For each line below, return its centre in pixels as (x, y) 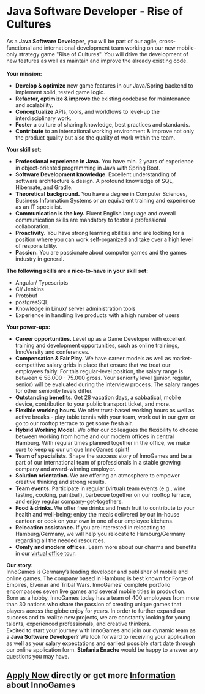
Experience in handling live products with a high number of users (97, 315)
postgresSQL (32, 302)
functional (19, 48)
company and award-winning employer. (65, 469)
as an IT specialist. (39, 207)
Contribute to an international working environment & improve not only (105, 131)
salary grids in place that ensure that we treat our (108, 365)
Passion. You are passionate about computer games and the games (101, 252)
